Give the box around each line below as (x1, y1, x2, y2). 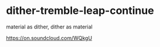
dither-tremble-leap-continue (6, 4, 154, 17)
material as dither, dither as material (6, 23, 93, 30)
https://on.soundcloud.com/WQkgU (6, 34, 93, 41)
